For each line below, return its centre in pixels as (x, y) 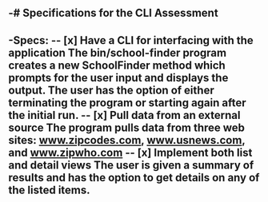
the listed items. (49, 190)
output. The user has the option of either (111, 90)
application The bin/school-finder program (117, 52)
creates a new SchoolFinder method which (117, 65)
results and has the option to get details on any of (134, 178)
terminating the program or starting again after (127, 103)
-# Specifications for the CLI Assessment (113, 13)
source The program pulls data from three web (127, 127)
